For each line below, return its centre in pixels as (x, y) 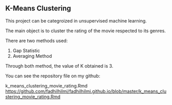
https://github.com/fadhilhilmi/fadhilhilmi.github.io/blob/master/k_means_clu (86, 91)
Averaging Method (32, 56)
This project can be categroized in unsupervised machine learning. (76, 20)
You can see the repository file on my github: (53, 76)
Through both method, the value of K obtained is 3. (59, 66)
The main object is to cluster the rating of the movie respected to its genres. (85, 31)
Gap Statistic (26, 50)
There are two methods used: (36, 40)
